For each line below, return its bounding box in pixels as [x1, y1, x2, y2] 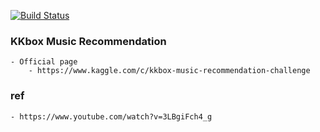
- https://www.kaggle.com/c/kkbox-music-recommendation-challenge [28, 66, 311, 76]
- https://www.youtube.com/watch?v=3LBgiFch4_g [10, 111, 213, 122]
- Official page [10, 57, 78, 67]
